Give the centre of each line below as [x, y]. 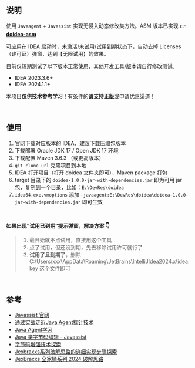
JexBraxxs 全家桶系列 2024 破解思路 [59, 359]
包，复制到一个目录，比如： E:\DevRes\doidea [69, 187]
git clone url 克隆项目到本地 [51, 165]
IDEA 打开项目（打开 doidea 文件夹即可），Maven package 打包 [91, 173]
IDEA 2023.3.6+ [34, 77]
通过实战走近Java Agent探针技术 [54, 322]
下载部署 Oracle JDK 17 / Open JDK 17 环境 [66, 150]
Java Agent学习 [33, 330]
